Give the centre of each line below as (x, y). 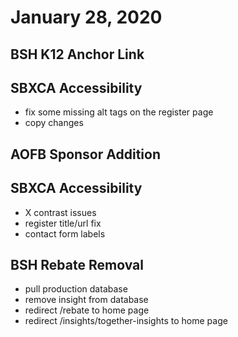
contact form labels (65, 233)
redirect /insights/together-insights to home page (126, 321)
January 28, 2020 (86, 17)
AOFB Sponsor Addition (85, 154)
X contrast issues (60, 212)
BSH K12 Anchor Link (77, 54)
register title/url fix (63, 223)
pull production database (76, 289)
